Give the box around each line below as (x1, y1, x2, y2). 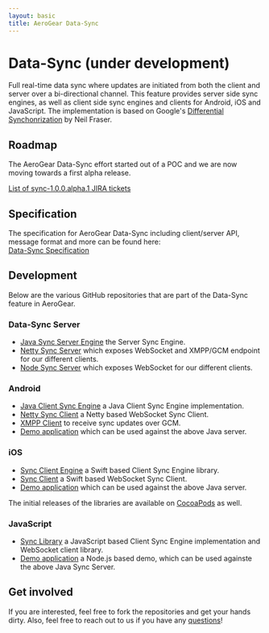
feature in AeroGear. (8, 299, 76, 308)
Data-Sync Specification (8, 246, 90, 255)
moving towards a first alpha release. (8, 168, 131, 178)
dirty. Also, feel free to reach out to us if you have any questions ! (8, 615, 223, 625)
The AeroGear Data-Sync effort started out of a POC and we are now (8, 159, 238, 169)
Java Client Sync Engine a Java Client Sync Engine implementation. (19, 401, 244, 411)
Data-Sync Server (8, 319, 81, 330)
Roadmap (8, 138, 58, 151)
